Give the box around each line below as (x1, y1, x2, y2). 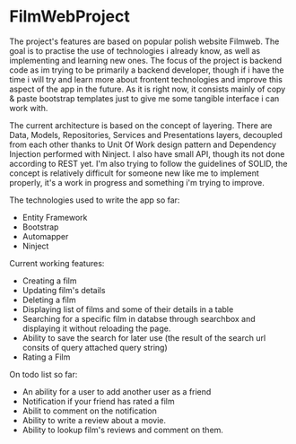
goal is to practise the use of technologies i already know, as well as (9, 45, 261, 56)
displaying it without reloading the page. (22, 323, 171, 334)
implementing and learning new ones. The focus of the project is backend (9, 55, 283, 65)
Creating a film (22, 275, 78, 286)
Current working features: (9, 257, 105, 268)
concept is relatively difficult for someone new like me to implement (9, 168, 260, 178)
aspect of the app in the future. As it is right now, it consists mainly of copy (9, 83, 286, 94)
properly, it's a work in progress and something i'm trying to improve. (9, 177, 265, 187)
